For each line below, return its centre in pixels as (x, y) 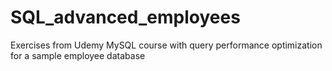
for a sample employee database (78, 55)
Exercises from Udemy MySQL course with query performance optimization (166, 45)
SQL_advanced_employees (125, 17)
